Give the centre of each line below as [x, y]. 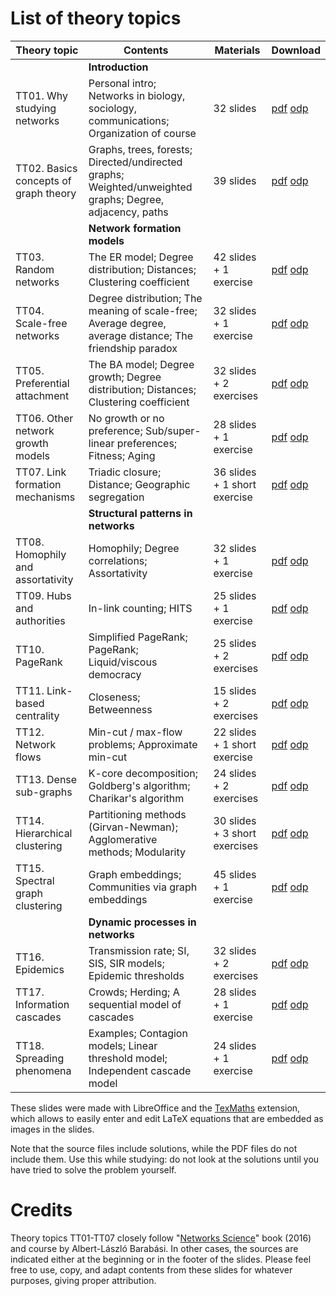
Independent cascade [140, 1070]
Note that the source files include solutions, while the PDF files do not [154, 1148]
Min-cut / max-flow [135, 732]
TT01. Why [41, 95]
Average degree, [127, 323]
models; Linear [123, 1045]
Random [35, 269]
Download [296, 50]
